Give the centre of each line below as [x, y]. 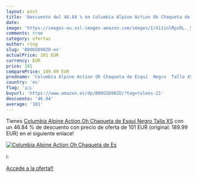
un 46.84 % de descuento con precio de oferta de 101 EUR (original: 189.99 [97, 127]
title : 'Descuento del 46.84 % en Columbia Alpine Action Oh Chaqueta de [98, 17]
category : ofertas [28, 39]
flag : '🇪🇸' [21, 88]
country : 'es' [23, 83]
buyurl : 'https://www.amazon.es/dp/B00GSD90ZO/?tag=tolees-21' [85, 93]
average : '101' [25, 104]
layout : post [22, 11]
